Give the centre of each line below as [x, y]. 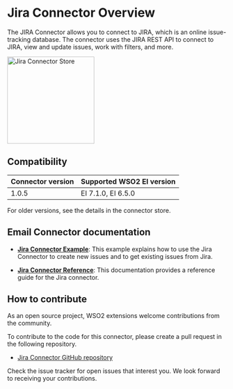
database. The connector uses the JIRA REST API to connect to [123, 39]
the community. [30, 323]
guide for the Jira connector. [58, 277]
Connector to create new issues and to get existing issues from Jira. [115, 256]
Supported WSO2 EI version [128, 181]
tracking [19, 39]
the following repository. [42, 344]
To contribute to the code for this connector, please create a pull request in [115, 337]
